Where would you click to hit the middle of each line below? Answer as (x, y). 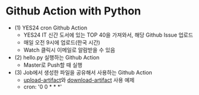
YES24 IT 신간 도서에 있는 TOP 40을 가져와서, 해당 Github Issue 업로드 (108, 35)
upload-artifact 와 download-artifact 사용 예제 (79, 80)
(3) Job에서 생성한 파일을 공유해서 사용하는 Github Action (83, 72)
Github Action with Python (73, 11)
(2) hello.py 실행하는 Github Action (57, 57)
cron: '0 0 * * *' (43, 87)
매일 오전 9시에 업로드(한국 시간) (62, 42)
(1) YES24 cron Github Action (51, 28)
